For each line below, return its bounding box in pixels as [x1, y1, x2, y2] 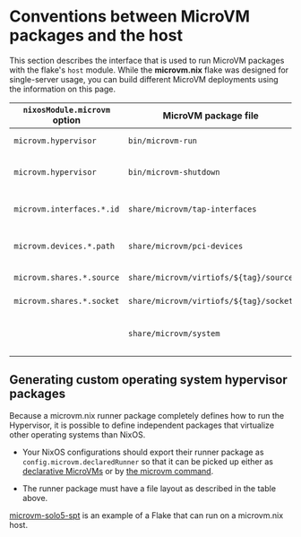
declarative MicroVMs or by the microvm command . [21, 465, 214, 476]
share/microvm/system [128, 328, 220, 338]
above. [21, 492, 48, 503]
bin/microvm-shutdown [128, 167, 220, 177]
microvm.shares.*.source [13, 272, 120, 282]
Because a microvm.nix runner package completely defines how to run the [9, 410, 285, 420]
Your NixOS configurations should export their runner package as [21, 446, 264, 457]
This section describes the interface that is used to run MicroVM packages [9, 55, 285, 65]
